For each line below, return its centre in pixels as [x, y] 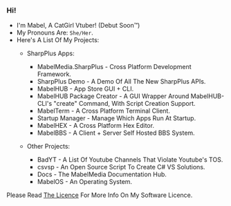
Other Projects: [48, 147]
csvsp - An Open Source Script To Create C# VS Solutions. [121, 167]
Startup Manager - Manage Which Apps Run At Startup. [117, 118]
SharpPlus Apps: [50, 53]
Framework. [54, 74]
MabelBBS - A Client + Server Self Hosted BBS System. [116, 133]
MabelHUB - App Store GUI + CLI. [85, 89]
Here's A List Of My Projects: [58, 40]
